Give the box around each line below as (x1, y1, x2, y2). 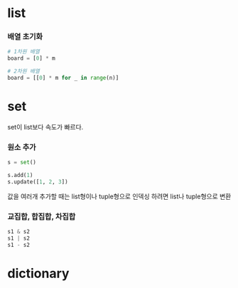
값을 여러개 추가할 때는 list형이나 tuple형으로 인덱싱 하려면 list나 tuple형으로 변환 (7, 192, 232, 201)
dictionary (7, 265, 70, 282)
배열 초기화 (7, 32, 43, 42)
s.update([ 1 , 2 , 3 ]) (7, 178, 69, 186)
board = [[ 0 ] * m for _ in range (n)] (7, 75, 119, 82)
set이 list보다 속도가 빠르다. (7, 122, 84, 131)
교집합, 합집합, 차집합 (7, 211, 76, 221)
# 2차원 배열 (7, 68, 40, 75)
